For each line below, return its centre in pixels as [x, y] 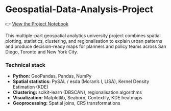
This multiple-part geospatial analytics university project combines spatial [83, 35]
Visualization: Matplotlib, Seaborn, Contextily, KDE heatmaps [78, 98]
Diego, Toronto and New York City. [42, 51]
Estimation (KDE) [30, 87]
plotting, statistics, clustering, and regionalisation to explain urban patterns [84, 41]
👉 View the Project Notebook [37, 23]
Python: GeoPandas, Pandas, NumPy [52, 76]
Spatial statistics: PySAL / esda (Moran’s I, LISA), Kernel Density [81, 81]
